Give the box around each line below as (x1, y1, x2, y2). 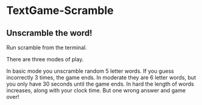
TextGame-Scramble (6, 4, 114, 18)
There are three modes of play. (6, 56, 84, 63)
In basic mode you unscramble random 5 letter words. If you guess (6, 67, 175, 75)
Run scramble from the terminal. (6, 44, 87, 51)
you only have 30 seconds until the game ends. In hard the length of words (6, 80, 195, 87)
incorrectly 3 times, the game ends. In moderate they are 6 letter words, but (6, 74, 197, 81)
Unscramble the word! (6, 28, 92, 38)
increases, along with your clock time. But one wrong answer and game (6, 87, 186, 94)
